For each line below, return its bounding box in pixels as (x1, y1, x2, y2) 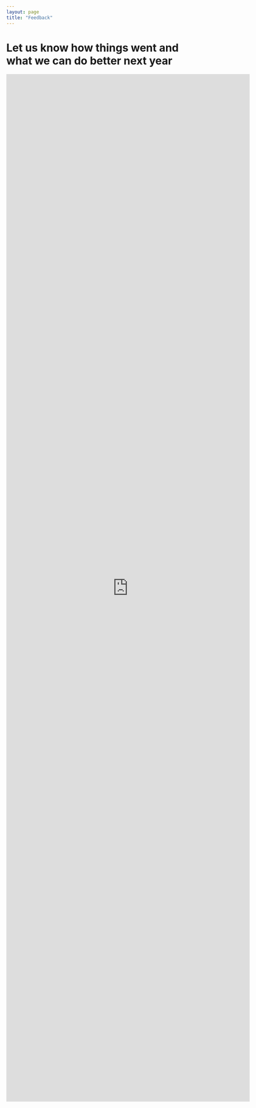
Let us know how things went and (6, 41, 179, 55)
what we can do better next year (6, 54, 173, 68)
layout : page (6, 9, 40, 15)
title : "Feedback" (6, 15, 53, 21)
